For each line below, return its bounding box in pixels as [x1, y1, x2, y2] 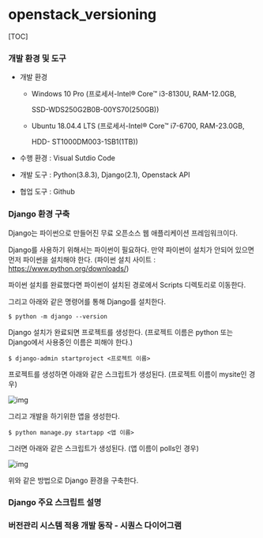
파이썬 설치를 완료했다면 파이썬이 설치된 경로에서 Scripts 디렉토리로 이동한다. [8, 280, 246, 289]
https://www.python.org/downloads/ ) [8, 263, 130, 273]
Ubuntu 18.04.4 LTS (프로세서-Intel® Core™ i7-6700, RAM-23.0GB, [31, 121, 245, 131]
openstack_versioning [8, 6, 157, 24]
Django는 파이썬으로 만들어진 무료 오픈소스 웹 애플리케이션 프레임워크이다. [8, 228, 239, 238]
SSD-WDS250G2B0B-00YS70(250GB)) [31, 105, 160, 115]
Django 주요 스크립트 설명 [8, 497, 102, 508]
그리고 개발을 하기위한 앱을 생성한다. [8, 411, 120, 420]
